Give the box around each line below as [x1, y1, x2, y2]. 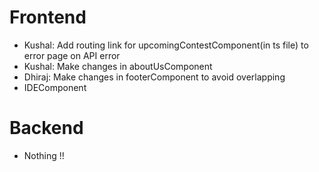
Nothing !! [23, 149, 65, 161]
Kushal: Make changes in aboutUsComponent [23, 60, 213, 72]
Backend [9, 117, 84, 140]
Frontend [9, 6, 87, 29]
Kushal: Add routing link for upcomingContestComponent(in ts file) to [23, 39, 309, 51]
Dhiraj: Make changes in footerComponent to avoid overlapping [23, 71, 286, 83]
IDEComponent [23, 81, 87, 93]
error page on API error [23, 49, 121, 61]
